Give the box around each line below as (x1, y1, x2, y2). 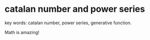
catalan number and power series (4, 3, 145, 15)
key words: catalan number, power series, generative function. (4, 20, 132, 26)
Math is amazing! (4, 29, 40, 35)
